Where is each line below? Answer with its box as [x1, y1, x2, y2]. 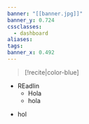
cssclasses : [7, 23, 42, 30]
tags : [7, 42, 23, 49]
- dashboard [13, 29, 49, 37]
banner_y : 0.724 [7, 17, 55, 24]
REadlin [17, 82, 40, 90]
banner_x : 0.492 [7, 49, 55, 56]
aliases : [7, 36, 33, 43]
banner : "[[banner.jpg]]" [7, 10, 83, 17]
